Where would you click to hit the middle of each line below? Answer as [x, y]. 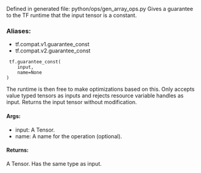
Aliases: [19, 31]
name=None [30, 72]
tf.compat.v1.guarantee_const [52, 44]
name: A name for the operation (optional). [69, 136]
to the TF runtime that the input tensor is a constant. [72, 15]
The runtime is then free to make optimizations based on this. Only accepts [100, 89]
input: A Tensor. [35, 130]
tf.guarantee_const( [35, 62]
